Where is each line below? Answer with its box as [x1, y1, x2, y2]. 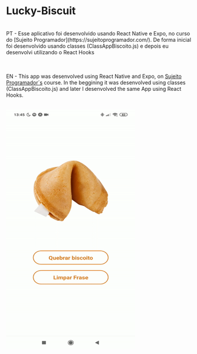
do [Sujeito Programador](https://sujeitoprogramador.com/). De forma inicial [6, 36, 192, 43]
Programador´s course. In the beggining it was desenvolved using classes [6, 78, 186, 86]
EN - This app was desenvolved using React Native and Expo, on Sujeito [6, 73, 182, 80]
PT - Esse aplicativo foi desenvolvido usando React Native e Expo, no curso [6, 29, 191, 37]
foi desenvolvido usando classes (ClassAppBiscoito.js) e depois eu [6, 42, 169, 50]
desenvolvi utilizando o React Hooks [6, 48, 94, 55]
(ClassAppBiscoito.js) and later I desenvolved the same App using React [6, 85, 182, 92]
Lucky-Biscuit [6, 4, 76, 18]
